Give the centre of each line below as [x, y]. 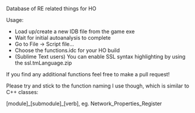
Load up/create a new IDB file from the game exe [75, 31]
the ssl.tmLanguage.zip [43, 63]
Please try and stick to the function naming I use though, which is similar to [98, 86]
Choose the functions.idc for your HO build [67, 50]
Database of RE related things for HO [51, 9]
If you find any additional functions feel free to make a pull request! [88, 74]
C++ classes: [22, 92]
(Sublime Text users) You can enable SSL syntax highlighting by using [100, 56]
